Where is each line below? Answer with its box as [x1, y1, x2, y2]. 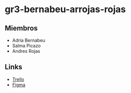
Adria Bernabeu [12, 37, 45, 43]
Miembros [5, 24, 38, 33]
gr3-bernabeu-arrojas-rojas [5, 4, 126, 15]
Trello [12, 76, 24, 82]
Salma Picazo [12, 43, 41, 49]
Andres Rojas [12, 48, 40, 54]
